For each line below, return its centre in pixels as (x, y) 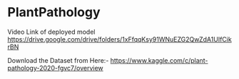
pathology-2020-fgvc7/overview (55, 68)
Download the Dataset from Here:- (58, 60)
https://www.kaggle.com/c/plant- (159, 60)
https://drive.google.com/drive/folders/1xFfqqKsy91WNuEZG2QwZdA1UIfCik (119, 39)
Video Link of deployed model (51, 32)
